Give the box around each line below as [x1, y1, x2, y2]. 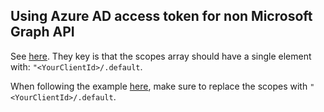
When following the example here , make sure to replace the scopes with [10, 80, 308, 92]
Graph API [10, 24, 75, 41]
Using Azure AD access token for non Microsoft [10, 8, 313, 25]
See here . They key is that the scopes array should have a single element [10, 50, 312, 62]
